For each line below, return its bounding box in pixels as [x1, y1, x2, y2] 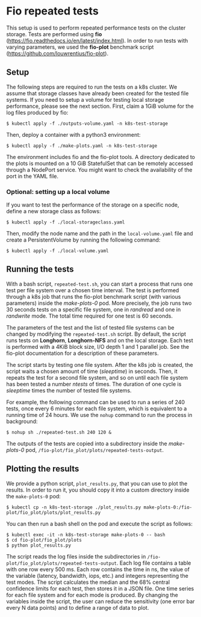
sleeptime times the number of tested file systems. [6, 387, 132, 394]
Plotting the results [6, 464, 79, 474]
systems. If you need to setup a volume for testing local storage [6, 96, 164, 103]
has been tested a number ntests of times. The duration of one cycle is [6, 380, 182, 387]
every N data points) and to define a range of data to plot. [6, 604, 149, 611]
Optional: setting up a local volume [6, 187, 110, 196]
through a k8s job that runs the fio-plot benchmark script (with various [6, 293, 181, 300]
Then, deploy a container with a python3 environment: [6, 131, 141, 138]
